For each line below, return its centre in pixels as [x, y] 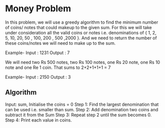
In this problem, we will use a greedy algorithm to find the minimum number [82, 22]
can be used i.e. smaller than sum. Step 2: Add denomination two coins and [82, 109]
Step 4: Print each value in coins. [39, 120]
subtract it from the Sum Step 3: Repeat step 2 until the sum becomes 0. [78, 115]
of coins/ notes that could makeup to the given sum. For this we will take [79, 27]
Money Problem [38, 9]
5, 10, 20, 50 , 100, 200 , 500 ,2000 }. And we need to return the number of [81, 38]
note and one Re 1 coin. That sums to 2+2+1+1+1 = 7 [58, 67]
